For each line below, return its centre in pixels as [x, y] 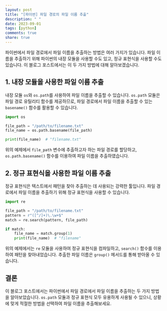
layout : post [19, 10]
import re [15, 202]
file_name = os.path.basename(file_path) [49, 131]
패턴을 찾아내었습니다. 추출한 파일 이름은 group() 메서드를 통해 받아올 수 [84, 255]
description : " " [23, 19]
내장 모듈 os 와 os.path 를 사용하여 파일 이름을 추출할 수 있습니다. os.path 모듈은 [83, 95]
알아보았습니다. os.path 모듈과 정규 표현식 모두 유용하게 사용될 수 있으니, [81, 297]
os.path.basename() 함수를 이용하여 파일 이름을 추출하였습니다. [67, 156]
